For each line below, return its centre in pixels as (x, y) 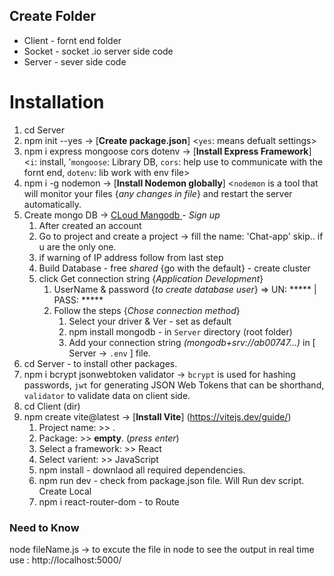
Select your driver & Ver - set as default (150, 321)
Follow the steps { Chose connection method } (147, 310)
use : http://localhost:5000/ (65, 560)
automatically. (52, 204)
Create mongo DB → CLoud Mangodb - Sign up (122, 215)
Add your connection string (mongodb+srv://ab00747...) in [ (192, 342)
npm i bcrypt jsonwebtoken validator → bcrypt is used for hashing (159, 374)
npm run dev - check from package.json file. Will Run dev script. (171, 480)
